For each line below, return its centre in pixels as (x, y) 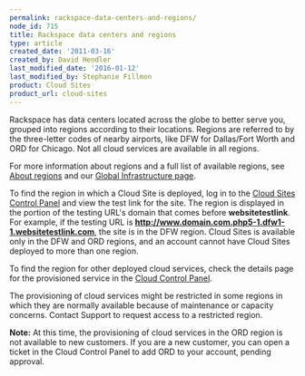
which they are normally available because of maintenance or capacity (142, 305)
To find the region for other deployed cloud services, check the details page (152, 268)
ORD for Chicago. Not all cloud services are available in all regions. (134, 148)
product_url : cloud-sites (58, 93)
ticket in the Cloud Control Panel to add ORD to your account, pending (141, 352)
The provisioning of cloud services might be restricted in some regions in (146, 295)
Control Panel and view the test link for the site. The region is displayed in (147, 202)
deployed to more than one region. (74, 251)
